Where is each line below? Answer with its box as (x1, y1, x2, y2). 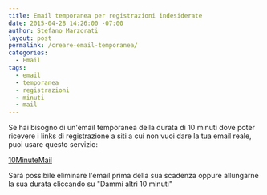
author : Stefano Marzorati (8, 26, 99, 34)
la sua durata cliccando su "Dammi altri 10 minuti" (8, 179, 172, 189)
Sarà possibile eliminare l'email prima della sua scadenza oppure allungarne (8, 171, 259, 181)
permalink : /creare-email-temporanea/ (8, 42, 138, 50)
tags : (8, 64, 26, 72)
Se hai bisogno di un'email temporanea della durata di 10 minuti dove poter (8, 123, 255, 133)
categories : (8, 49, 48, 57)
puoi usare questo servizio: (8, 140, 99, 149)
